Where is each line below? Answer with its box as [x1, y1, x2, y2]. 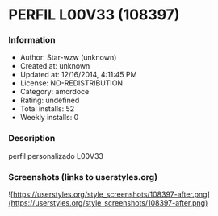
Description [8, 133, 56, 144]
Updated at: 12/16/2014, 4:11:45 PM [19, 70, 137, 80]
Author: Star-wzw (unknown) [19, 52, 117, 62]
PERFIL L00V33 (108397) [8, 6, 180, 24]
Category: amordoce [19, 87, 90, 97]
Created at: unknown [19, 61, 90, 71]
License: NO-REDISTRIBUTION [19, 78, 124, 88]
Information [8, 35, 56, 46]
